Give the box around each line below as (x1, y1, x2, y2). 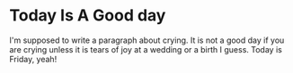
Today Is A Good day (9, 5, 166, 26)
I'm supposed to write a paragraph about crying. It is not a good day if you (9, 35, 285, 45)
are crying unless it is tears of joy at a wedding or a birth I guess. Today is (9, 44, 283, 54)
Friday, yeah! (9, 53, 58, 64)
